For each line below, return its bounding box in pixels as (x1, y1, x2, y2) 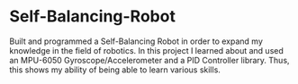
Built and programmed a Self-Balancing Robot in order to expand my (9, 36, 263, 46)
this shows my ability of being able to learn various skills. (9, 64, 221, 75)
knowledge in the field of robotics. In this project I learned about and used (9, 45, 284, 55)
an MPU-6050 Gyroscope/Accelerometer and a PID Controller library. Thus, (9, 55, 290, 65)
